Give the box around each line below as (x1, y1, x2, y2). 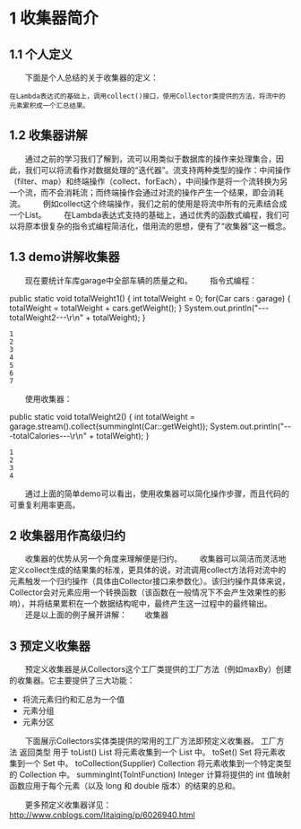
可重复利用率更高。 (9, 499, 81, 510)
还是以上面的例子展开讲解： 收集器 (24, 609, 168, 620)
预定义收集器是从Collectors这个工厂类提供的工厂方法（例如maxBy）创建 (24, 664, 292, 675)
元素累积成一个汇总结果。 (9, 101, 90, 110)
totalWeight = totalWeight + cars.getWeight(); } (9, 302, 183, 313)
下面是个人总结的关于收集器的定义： (24, 73, 159, 83)
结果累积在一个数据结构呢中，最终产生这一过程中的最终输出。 (44, 598, 272, 609)
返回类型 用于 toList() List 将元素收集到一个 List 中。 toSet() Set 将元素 (19, 746, 278, 758)
